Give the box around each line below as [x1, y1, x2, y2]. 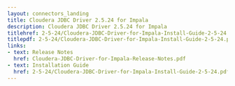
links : [7, 42, 27, 49]
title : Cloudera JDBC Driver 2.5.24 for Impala [7, 17, 149, 24]
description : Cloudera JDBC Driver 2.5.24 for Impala [7, 23, 168, 30]
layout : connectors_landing [7, 10, 90, 17]
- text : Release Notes [7, 49, 73, 56]
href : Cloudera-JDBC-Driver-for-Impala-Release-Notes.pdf [13, 55, 187, 62]
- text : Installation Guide [7, 62, 90, 69]
